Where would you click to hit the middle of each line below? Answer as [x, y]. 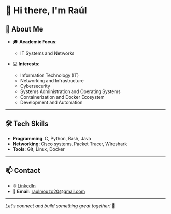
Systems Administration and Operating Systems [70, 91]
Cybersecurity [35, 86]
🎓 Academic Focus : [35, 42]
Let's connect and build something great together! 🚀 [60, 206]
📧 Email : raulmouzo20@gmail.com [49, 191]
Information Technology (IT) [50, 75]
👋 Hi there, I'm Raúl [46, 10]
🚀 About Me [24, 29]
